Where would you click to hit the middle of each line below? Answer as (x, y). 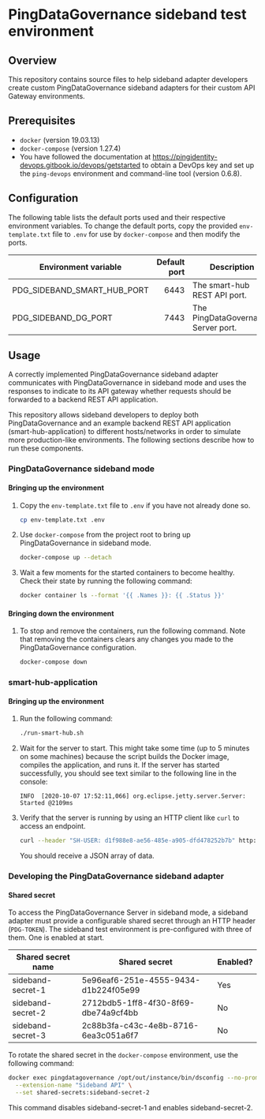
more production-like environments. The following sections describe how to (131, 440)
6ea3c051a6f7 (110, 1035)
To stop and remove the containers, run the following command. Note (132, 631)
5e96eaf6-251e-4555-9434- (141, 980)
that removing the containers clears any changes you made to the (127, 639)
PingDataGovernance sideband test (127, 15)
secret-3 (29, 1035)
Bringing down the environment (61, 613)
